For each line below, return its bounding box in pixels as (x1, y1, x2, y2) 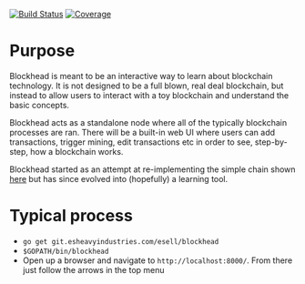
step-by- (254, 137, 289, 147)
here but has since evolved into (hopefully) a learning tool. (9, 173, 229, 184)
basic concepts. (9, 99, 70, 110)
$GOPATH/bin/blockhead (22, 247, 109, 256)
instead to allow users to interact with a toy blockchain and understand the (9, 89, 290, 100)
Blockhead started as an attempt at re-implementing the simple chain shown (9, 164, 296, 175)
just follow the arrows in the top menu (22, 264, 166, 275)
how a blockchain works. (30, 146, 124, 157)
